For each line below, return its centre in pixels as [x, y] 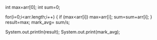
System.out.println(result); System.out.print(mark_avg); [63, 32]
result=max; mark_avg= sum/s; [37, 22]
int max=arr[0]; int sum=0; [33, 7]
